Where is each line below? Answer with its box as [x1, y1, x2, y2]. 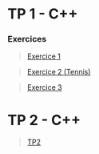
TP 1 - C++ [7, 5, 78, 23]
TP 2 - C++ [7, 111, 81, 129]
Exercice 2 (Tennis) [26, 67, 91, 77]
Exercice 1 [26, 51, 61, 61]
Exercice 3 [26, 83, 62, 92]
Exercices [7, 34, 47, 45]
